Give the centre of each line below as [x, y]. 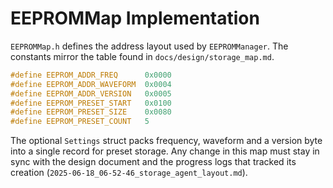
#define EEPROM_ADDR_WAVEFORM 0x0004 [91, 84]
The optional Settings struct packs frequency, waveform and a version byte [166, 141]
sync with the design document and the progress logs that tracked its [153, 162]
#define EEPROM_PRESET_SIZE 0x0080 [91, 112]
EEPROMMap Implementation [135, 18]
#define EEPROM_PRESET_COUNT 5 [80, 122]
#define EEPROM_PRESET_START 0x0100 [91, 103]
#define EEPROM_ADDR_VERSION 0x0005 [91, 93]
